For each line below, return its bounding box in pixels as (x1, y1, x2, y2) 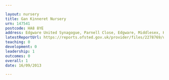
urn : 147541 (5, 21, 30, 26)
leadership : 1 (5, 48, 35, 54)
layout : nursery (5, 11, 39, 16)
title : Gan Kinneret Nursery (5, 16, 66, 21)
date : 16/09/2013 (5, 63, 42, 68)
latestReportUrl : (5, 35, 42, 40)
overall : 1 (5, 58, 28, 63)
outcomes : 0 (5, 53, 30, 58)
